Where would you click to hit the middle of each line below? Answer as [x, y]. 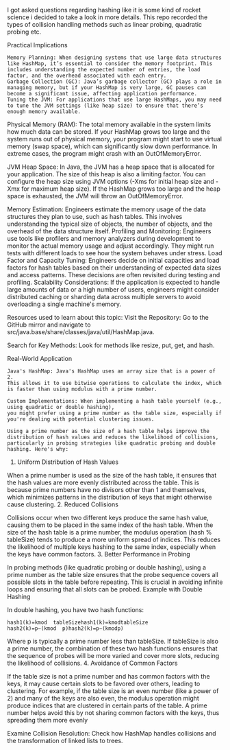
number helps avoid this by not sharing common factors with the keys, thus [113, 713]
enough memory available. [44, 112]
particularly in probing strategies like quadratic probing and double [111, 443]
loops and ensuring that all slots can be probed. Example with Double [105, 589]
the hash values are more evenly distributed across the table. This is [103, 482]
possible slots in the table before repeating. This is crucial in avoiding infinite [115, 582]
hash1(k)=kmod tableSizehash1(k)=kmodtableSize [78, 622]
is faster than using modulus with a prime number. [82, 389]
